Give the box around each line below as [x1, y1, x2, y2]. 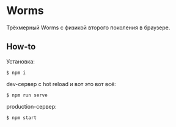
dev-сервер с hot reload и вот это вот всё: [6, 80, 116, 87]
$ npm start [6, 114, 37, 121]
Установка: [6, 57, 35, 65]
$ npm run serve [6, 92, 48, 98]
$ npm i [6, 70, 26, 76]
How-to [6, 42, 36, 52]
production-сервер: [6, 103, 57, 110]
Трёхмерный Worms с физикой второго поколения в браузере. [6, 24, 170, 31]
